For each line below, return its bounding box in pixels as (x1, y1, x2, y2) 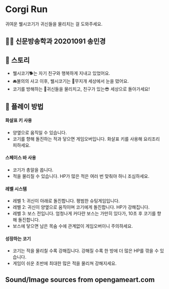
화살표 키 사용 (5, 117, 32, 123)
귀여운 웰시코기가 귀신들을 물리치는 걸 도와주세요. (5, 21, 103, 27)
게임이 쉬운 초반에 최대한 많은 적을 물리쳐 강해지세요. (12, 260, 117, 266)
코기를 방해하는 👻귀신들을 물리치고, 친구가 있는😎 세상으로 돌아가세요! (12, 86, 150, 92)
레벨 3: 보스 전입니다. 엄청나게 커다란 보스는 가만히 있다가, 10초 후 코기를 (12, 211, 156, 217)
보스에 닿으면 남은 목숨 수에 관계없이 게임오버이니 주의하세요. (12, 223, 133, 229)
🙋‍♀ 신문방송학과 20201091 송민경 (5, 37, 106, 46)
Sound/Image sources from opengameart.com (5, 275, 155, 284)
